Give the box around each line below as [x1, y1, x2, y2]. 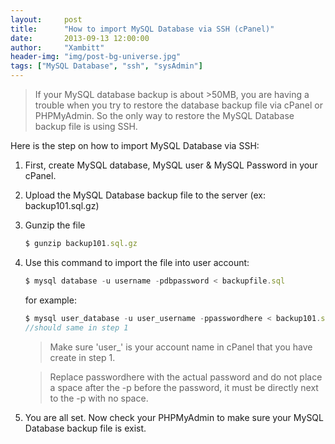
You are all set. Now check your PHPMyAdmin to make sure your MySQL [24, 411, 324, 423]
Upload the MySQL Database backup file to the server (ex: [24, 189, 267, 201]
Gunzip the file [24, 219, 86, 231]
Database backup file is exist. [24, 422, 147, 434]
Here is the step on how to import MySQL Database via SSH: [10, 140, 260, 151]
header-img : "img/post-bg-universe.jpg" [10, 52, 182, 62]
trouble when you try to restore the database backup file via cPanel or [34, 99, 324, 111]
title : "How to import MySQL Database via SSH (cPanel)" [10, 24, 275, 34]
